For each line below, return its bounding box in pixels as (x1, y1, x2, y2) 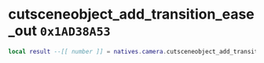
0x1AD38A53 (39, 25, 112, 40)
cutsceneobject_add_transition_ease (8, 5, 255, 23)
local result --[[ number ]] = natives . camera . (8, 47, 167, 55)
